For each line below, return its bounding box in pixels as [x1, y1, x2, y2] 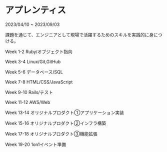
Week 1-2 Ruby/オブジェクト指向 [5, 48, 72, 54]
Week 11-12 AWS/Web [5, 99, 50, 105]
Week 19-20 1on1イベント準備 [5, 141, 66, 147]
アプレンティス [5, 4, 66, 16]
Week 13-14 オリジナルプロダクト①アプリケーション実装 [5, 109, 124, 115]
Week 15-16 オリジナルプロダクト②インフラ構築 [5, 120, 106, 126]
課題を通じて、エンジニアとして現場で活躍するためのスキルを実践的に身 [5, 31, 154, 37]
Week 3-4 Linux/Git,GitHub [5, 58, 61, 64]
